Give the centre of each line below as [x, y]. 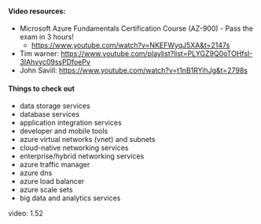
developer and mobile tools [64, 131]
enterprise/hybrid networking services [82, 156]
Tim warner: [39, 54]
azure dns [36, 173]
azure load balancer [52, 181]
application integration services [70, 123]
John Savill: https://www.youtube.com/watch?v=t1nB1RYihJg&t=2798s [133, 70]
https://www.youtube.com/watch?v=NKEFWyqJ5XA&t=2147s [130, 45]
